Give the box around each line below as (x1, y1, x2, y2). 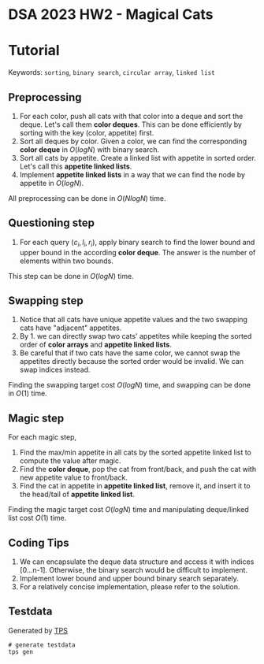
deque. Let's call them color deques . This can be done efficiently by (19, 120, 243, 129)
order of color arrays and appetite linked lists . (19, 340, 172, 350)
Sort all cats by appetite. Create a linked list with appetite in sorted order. (19, 153, 256, 162)
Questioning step (8, 217, 95, 230)
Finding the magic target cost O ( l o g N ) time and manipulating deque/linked (8, 505, 250, 514)
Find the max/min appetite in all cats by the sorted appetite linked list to (19, 447, 252, 458)
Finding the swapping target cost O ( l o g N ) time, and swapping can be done (8, 380, 251, 390)
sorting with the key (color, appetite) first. (19, 128, 154, 137)
